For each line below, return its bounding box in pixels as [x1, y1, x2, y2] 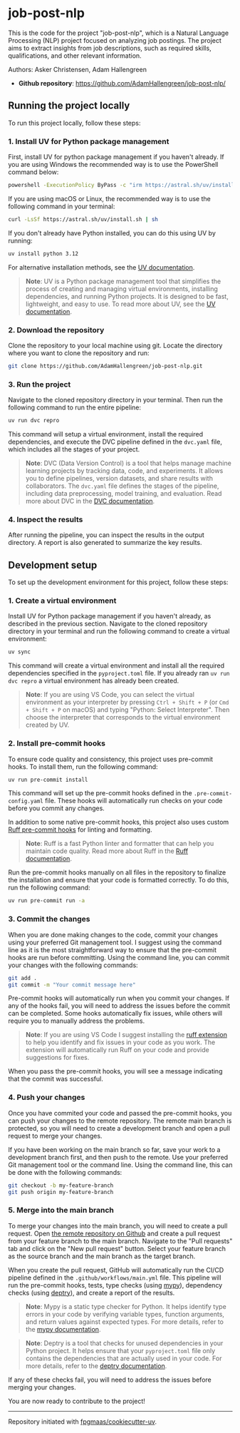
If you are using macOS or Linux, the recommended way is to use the [8, 194, 211, 203]
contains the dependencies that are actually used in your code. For [25, 1354, 222, 1362]
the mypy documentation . [25, 1325, 101, 1333]
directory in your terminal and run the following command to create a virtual [8, 627, 230, 636]
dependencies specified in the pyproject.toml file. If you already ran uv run [8, 669, 230, 678]
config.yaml [8, 797, 43, 805]
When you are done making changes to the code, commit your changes [8, 930, 219, 939]
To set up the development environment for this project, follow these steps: [8, 578, 229, 586]
